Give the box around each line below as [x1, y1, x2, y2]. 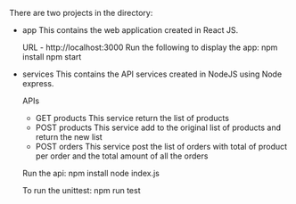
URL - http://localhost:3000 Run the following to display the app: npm [21, 42, 278, 53]
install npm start [21, 52, 82, 61]
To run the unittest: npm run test [21, 185, 141, 195]
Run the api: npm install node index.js [21, 168, 160, 178]
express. [21, 78, 54, 88]
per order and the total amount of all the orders [35, 151, 209, 161]
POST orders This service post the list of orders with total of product [35, 142, 288, 151]
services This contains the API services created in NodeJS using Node [21, 69, 283, 79]
